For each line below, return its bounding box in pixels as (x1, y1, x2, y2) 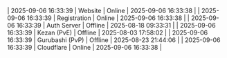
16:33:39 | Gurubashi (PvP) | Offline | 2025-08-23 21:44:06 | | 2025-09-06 (7, 36, 221, 44)
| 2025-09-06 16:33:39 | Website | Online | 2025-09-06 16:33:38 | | (7, 7, 200, 14)
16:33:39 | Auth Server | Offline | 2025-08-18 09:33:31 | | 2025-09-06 (16, 21, 216, 29)
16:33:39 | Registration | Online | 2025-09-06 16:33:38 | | (26, 14, 190, 22)
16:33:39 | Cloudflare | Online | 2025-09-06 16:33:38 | (7, 43, 163, 51)
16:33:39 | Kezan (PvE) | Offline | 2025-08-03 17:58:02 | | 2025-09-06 (7, 28, 208, 37)
